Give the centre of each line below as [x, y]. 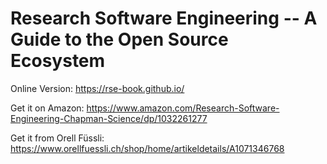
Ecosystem [58, 61]
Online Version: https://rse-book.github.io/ [97, 88]
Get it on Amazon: [47, 108]
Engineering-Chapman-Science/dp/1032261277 [109, 118]
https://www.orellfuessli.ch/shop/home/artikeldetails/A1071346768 [147, 148]
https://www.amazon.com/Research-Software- [183, 108]
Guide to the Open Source [119, 39]
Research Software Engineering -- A [164, 18]
